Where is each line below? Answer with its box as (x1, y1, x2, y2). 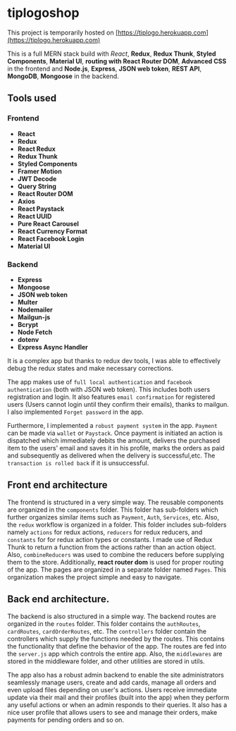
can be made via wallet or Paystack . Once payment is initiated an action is (7, 429, 223, 437)
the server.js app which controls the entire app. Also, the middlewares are (7, 649, 223, 658)
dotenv (17, 335, 39, 343)
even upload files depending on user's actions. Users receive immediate (7, 685, 217, 694)
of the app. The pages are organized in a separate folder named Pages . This (7, 565, 227, 574)
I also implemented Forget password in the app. (7, 407, 144, 416)
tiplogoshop (7, 5, 80, 21)
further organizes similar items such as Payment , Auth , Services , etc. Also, (7, 512, 220, 521)
